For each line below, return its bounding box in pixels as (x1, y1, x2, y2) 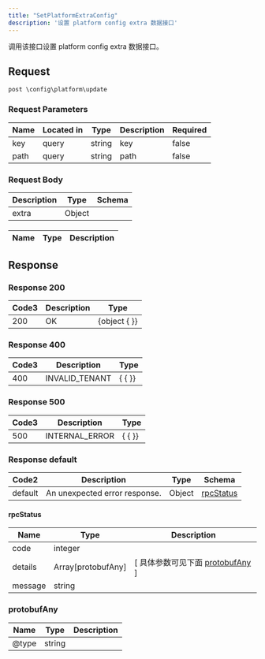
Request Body (8, 174, 63, 185)
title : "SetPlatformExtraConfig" (8, 11, 118, 20)
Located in (42, 124, 84, 135)
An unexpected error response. (46, 488, 162, 499)
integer (54, 543, 80, 554)
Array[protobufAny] (54, 561, 127, 572)
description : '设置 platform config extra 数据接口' (8, 19, 178, 27)
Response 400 (8, 340, 65, 351)
